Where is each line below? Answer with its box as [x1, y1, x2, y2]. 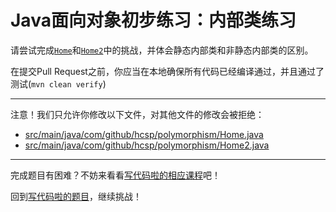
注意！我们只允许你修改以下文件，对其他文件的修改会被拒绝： [10, 108, 265, 120]
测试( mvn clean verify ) [10, 77, 107, 90]
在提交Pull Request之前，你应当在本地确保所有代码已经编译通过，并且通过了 [10, 65, 325, 77]
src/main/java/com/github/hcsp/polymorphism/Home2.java [24, 139, 270, 151]
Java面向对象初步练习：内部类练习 [10, 9, 297, 32]
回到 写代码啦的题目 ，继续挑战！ [10, 190, 142, 202]
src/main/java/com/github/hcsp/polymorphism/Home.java [24, 128, 264, 140]
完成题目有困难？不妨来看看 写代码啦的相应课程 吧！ [10, 169, 221, 181]
